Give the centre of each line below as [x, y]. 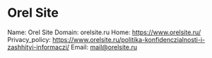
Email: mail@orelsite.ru [104, 47]
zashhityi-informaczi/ [38, 47]
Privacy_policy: [29, 39]
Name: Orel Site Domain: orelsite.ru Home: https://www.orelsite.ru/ [104, 32]
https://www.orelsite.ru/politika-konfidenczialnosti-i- [129, 39]
